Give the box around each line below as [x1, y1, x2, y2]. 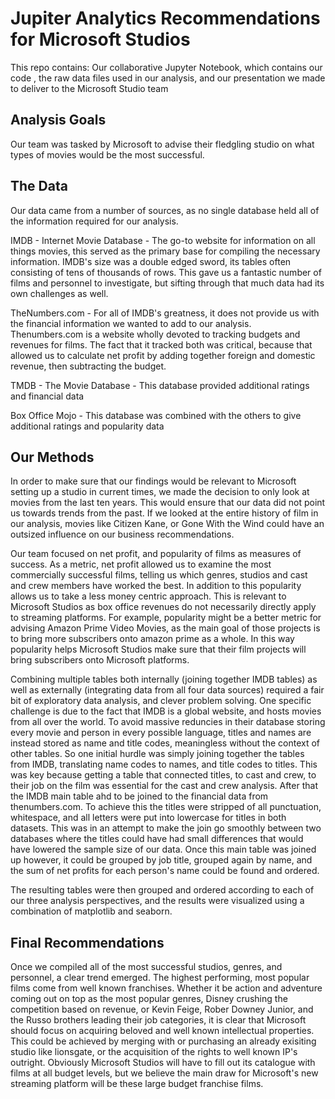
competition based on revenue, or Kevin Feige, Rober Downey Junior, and [10, 1003, 314, 1016]
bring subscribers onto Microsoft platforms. [10, 654, 190, 666]
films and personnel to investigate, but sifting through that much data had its [10, 277, 325, 289]
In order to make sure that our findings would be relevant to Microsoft [10, 475, 297, 487]
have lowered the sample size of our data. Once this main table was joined [10, 843, 317, 856]
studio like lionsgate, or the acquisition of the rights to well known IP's [10, 1046, 298, 1058]
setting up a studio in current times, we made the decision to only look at [10, 486, 310, 498]
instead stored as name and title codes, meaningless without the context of [10, 737, 320, 749]
